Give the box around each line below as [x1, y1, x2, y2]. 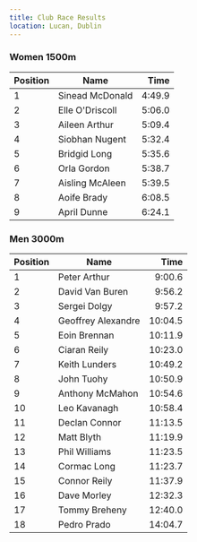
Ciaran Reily [57, 344, 109, 357]
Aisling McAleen [57, 176, 127, 189]
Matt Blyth [57, 431, 101, 443]
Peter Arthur [57, 271, 110, 283]
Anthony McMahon [57, 387, 139, 400]
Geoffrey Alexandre [57, 314, 141, 327]
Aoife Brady [57, 191, 108, 203]
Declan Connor [57, 417, 122, 429]
